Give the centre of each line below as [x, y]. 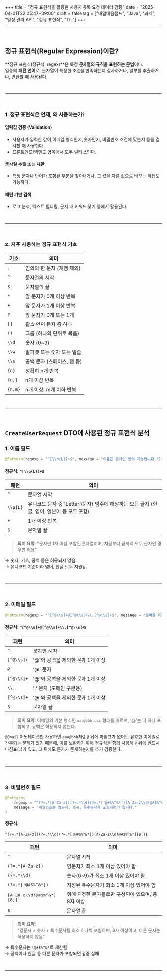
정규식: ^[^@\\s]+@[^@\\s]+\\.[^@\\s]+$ [46, 627]
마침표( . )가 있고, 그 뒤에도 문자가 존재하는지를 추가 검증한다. [64, 749]
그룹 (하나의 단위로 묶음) [52, 333]
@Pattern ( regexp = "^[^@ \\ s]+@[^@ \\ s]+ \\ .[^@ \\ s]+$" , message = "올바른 [81, 615]
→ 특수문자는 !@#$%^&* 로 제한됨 [36, 947]
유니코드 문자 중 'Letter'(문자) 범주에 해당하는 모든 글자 [89, 504]
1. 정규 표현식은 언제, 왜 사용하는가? [45, 114]
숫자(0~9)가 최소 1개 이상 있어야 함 [106, 875]
